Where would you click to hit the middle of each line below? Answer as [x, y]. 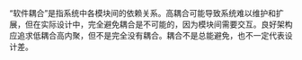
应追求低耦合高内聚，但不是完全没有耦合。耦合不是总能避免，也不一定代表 [147, 35]
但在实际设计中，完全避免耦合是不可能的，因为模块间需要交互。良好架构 [159, 24]
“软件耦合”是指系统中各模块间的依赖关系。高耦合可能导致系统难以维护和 [143, 13]
